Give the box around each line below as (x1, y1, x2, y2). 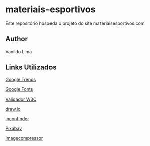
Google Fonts (5, 86, 33, 92)
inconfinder (5, 115, 29, 122)
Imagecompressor (5, 135, 43, 141)
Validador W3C (5, 96, 37, 102)
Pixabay (5, 125, 22, 131)
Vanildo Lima (5, 48, 32, 54)
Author (5, 35, 28, 43)
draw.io (5, 106, 21, 112)
